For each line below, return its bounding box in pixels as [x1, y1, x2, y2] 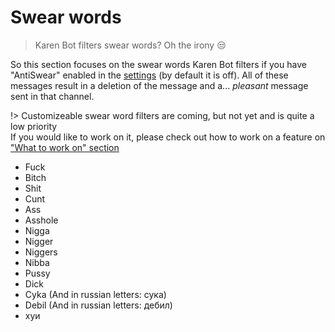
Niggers [24, 246, 58, 258]
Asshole [24, 214, 59, 226]
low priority [10, 120, 58, 132]
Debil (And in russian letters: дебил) [24, 299, 173, 311]
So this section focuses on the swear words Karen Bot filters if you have [10, 58, 307, 70]
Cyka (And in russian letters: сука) [24, 288, 167, 300]
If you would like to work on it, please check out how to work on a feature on [10, 131, 326, 143]
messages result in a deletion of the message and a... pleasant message [10, 79, 309, 91]
